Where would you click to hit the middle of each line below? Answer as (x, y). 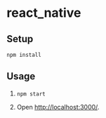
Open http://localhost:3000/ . (58, 107)
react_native (44, 13)
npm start (31, 94)
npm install (24, 55)
